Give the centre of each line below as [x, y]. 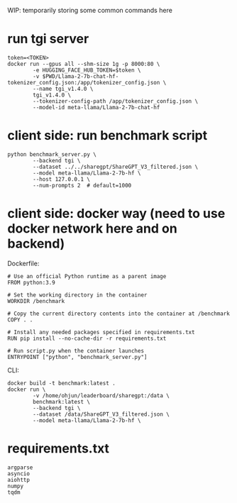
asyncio [19, 474]
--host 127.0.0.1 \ [62, 179]
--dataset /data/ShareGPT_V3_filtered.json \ [101, 414]
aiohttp [19, 480]
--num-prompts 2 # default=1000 [82, 185]
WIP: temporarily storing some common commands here [90, 10]
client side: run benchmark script [108, 136]
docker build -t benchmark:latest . [61, 383]
